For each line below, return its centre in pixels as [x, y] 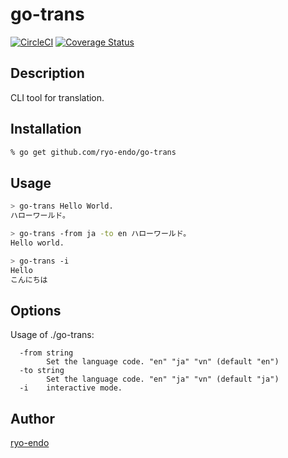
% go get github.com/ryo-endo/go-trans [93, 152]
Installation [46, 129]
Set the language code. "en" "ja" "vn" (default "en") [163, 362]
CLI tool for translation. [57, 97]
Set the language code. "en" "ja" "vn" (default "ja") [163, 379]
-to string [42, 371]
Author [32, 418]
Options [36, 310]
